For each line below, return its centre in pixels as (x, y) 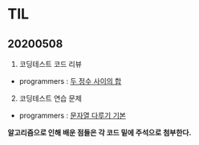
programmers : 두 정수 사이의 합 (70, 81)
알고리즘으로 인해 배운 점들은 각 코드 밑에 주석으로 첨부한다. (99, 133)
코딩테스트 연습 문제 (50, 98)
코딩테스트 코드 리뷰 (50, 64)
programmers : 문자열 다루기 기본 (72, 115)
